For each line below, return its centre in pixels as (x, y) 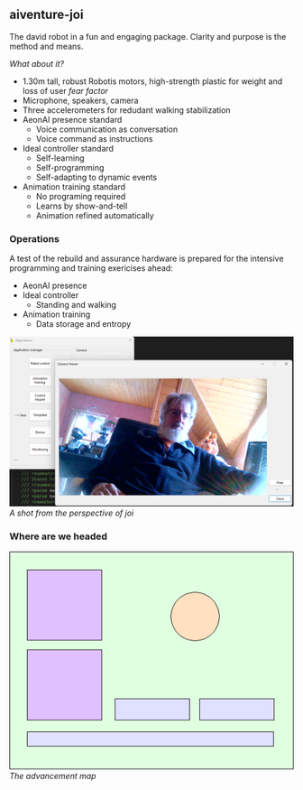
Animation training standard (74, 186)
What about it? (37, 63)
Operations (35, 238)
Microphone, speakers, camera (80, 100)
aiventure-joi (46, 15)
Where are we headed (59, 536)
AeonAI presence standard (72, 119)
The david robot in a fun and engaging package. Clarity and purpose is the (148, 36)
